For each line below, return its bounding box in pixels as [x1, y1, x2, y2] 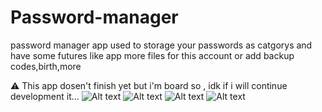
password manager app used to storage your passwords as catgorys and [10, 39, 313, 51]
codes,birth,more [10, 60, 82, 72]
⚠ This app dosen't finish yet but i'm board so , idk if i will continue [10, 79, 288, 91]
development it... [10, 90, 80, 102]
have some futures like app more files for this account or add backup [10, 49, 295, 61]
